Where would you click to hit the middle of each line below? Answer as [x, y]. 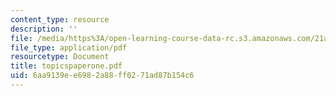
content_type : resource [60, 19]
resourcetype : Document [60, 57]
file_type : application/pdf [69, 47]
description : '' [44, 29]
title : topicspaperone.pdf [66, 66]
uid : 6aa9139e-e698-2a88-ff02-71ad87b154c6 [102, 76]
